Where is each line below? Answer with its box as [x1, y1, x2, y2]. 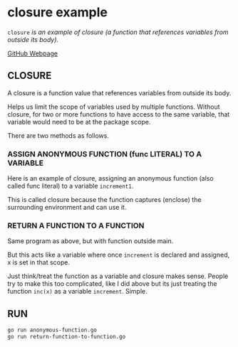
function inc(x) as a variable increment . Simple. [7, 287, 148, 296]
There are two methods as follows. [7, 131, 109, 139]
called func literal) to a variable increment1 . [7, 182, 134, 191]
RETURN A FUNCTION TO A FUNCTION [7, 220, 145, 230]
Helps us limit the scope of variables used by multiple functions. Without [7, 102, 220, 111]
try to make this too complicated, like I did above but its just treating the [7, 279, 217, 288]
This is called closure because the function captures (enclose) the [7, 196, 202, 204]
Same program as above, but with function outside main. [7, 237, 174, 245]
